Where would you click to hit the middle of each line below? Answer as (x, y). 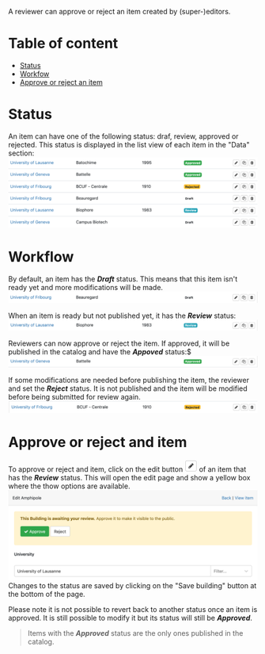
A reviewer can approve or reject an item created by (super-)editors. (119, 11)
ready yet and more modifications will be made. (86, 288)
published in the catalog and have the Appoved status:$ (100, 351)
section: (21, 153)
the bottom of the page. (47, 595)
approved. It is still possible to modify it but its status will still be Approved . (131, 618)
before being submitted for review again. (74, 397)
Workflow (41, 257)
